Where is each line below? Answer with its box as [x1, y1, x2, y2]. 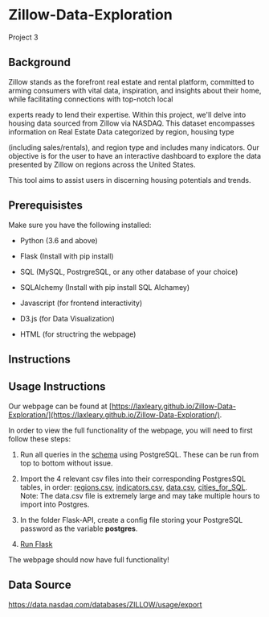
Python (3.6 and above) [19, 235, 98, 245]
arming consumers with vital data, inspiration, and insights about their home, [8, 85, 262, 95]
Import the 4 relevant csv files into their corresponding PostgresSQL [19, 474, 247, 483]
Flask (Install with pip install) [19, 251, 114, 261]
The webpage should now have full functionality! [8, 554, 170, 565]
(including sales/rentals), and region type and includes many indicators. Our [8, 143, 259, 152]
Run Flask [19, 539, 53, 549]
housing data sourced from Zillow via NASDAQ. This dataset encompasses [8, 118, 255, 128]
